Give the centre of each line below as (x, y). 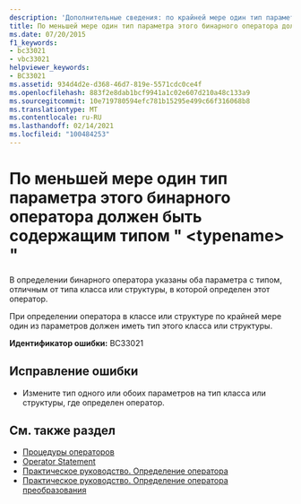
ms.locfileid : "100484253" (60, 135)
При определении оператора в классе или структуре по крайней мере (146, 316)
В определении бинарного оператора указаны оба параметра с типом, (146, 280)
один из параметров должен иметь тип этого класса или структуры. (141, 326)
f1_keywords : (34, 43)
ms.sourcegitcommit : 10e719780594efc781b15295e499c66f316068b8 (130, 101)
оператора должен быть (106, 217)
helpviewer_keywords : (50, 68)
